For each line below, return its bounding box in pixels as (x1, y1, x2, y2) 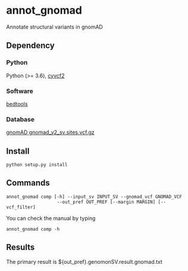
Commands (6, 178, 51, 188)
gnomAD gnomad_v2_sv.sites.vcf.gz (6, 129, 95, 136)
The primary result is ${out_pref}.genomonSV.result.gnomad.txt (6, 258, 162, 265)
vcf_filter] (6, 204, 36, 210)
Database (6, 115, 35, 123)
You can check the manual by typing (6, 214, 96, 222)
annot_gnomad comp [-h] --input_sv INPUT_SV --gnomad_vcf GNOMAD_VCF (6, 194, 183, 200)
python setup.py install (6, 162, 68, 168)
